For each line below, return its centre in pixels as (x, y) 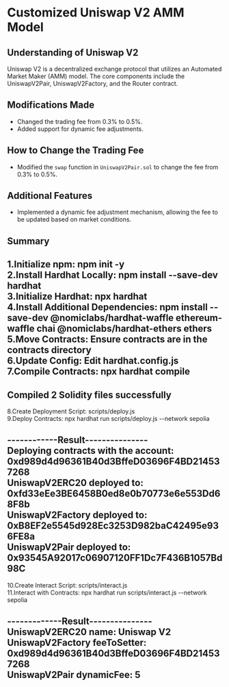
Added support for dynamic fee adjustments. (80, 129)
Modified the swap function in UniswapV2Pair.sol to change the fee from (118, 167)
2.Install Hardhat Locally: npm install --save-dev (113, 275)
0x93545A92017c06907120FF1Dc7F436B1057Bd (115, 558)
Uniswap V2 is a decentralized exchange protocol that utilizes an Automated (114, 69)
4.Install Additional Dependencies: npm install (108, 308)
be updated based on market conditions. (74, 219)
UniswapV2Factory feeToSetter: (77, 643)
